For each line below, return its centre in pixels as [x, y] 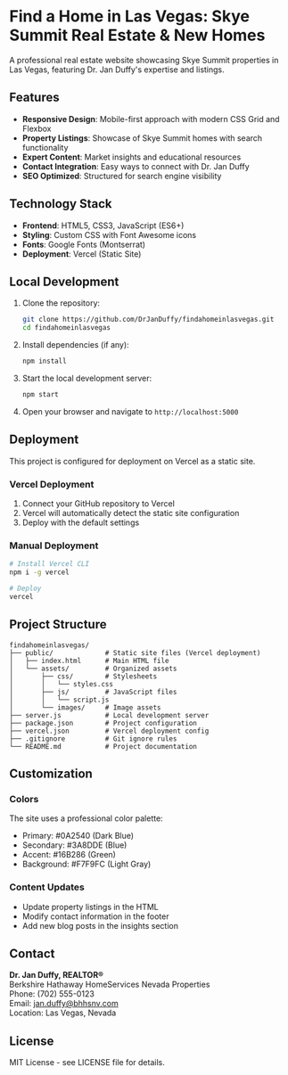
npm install [44, 361]
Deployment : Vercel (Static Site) [82, 254]
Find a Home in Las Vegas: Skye [129, 16]
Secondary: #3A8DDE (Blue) [74, 845]
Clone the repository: [61, 303]
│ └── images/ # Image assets [86, 707]
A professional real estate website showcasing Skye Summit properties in [144, 60]
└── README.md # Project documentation [103, 746]
